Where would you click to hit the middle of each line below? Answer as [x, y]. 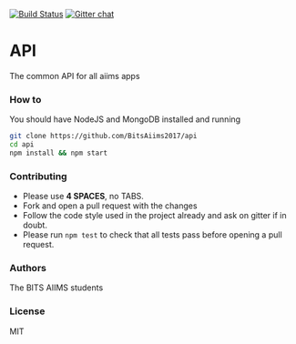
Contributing [38, 176]
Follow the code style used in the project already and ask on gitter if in [154, 216]
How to [26, 99]
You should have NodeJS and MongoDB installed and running [125, 119]
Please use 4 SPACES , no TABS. [83, 197]
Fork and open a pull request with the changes [110, 206]
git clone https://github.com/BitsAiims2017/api [103, 137]
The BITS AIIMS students [56, 288]
